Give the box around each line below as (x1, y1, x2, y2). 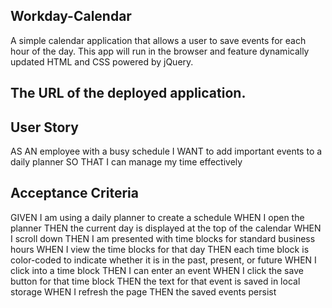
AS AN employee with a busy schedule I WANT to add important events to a (10, 145, 323, 158)
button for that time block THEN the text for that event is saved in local (10, 275, 301, 287)
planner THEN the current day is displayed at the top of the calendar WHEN (10, 222, 322, 234)
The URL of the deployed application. (10, 85, 247, 102)
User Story (10, 119, 79, 136)
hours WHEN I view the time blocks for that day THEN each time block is (10, 243, 310, 255)
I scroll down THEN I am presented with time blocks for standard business (10, 232, 316, 244)
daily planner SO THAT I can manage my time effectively (10, 156, 243, 168)
